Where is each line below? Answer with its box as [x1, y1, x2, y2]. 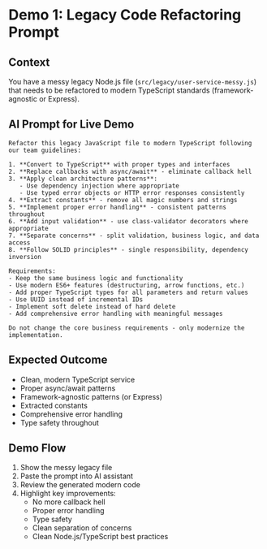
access [8, 238, 31, 247]
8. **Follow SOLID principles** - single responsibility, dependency [8, 245, 249, 253]
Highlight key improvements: [19, 489, 116, 499]
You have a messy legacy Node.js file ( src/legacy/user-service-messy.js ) [8, 77, 257, 86]
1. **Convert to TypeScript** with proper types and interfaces [8, 160, 230, 168]
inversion [8, 253, 42, 261]
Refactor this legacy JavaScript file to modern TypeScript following [8, 139, 252, 147]
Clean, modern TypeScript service [19, 374, 136, 384]
